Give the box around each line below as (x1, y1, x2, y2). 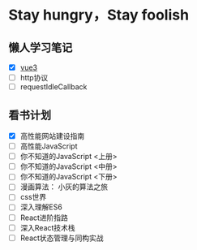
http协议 (19, 73, 49, 83)
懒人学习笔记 (8, 41, 73, 54)
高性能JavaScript (19, 141, 79, 151)
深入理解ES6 (19, 202, 62, 212)
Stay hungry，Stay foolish (8, 6, 189, 24)
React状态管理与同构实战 (19, 233, 104, 243)
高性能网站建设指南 (19, 131, 85, 140)
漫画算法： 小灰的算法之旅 (19, 182, 108, 192)
